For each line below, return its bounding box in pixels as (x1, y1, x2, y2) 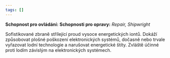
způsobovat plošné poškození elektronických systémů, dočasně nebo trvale (5, 36, 165, 42)
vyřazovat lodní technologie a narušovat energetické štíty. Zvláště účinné (5, 41, 159, 48)
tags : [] (5, 7, 24, 13)
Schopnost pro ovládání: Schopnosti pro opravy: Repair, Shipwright (5, 21, 151, 27)
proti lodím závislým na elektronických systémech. (5, 47, 112, 53)
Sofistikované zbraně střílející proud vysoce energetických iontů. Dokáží (5, 31, 157, 37)
